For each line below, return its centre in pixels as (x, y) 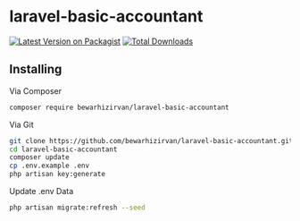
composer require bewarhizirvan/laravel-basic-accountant (119, 107)
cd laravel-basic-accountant (63, 149)
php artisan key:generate (57, 174)
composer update (39, 157)
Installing (36, 69)
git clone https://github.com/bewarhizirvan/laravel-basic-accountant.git (151, 140)
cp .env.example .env (50, 166)
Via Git (21, 124)
